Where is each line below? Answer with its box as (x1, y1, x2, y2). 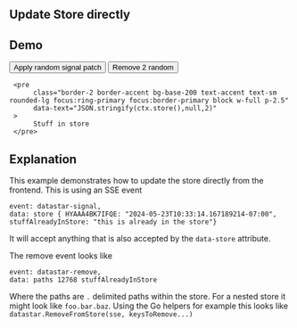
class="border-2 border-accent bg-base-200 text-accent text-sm (32, 88, 277, 97)
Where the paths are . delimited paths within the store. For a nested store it (9, 291, 286, 302)
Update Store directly (9, 7, 131, 22)
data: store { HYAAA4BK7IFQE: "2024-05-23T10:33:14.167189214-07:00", (9, 209, 277, 219)
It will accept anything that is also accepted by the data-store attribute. (9, 234, 271, 244)
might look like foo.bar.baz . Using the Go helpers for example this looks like (9, 300, 288, 311)
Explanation (9, 152, 78, 167)
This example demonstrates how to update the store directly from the (9, 176, 264, 186)
